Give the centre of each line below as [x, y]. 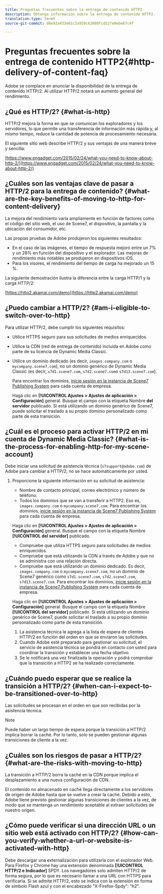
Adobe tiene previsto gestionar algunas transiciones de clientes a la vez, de [81, 800]
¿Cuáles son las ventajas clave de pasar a [69, 184]
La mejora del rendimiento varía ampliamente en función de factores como [80, 218]
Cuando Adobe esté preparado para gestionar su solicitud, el [81, 642]
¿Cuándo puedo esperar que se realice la [68, 678]
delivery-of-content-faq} [57, 73]
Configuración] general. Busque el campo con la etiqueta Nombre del [82, 401]
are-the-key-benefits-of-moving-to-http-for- [75, 199]
